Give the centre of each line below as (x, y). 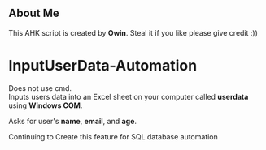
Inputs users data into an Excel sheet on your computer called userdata (129, 96)
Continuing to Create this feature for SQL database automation (113, 136)
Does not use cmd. (40, 88)
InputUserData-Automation (103, 66)
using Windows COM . (46, 105)
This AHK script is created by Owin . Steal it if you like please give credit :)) (133, 32)
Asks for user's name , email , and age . (72, 121)
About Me (34, 13)
